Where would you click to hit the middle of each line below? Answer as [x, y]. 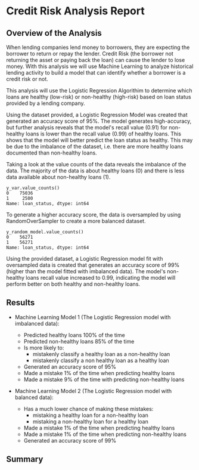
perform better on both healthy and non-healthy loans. [73, 284]
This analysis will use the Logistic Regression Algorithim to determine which [99, 90]
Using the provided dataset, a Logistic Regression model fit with [85, 259]
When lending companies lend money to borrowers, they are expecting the [98, 47]
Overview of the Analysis [54, 33]
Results [21, 303]
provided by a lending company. [46, 103]
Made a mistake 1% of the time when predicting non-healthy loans [105, 434]
